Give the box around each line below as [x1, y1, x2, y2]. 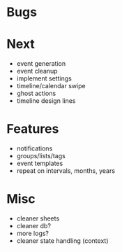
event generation [16, 59, 66, 68]
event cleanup [16, 67, 58, 76]
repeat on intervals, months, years [16, 167, 116, 175]
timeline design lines [16, 97, 76, 105]
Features [6, 121, 59, 137]
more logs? [16, 229, 49, 237]
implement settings [16, 74, 73, 83]
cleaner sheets [16, 214, 60, 223]
